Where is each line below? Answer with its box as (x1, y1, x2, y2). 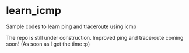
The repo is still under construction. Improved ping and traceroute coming (6, 34, 184, 41)
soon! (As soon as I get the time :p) (6, 40, 90, 47)
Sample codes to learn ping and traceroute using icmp (6, 23, 137, 30)
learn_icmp (6, 4, 61, 17)
